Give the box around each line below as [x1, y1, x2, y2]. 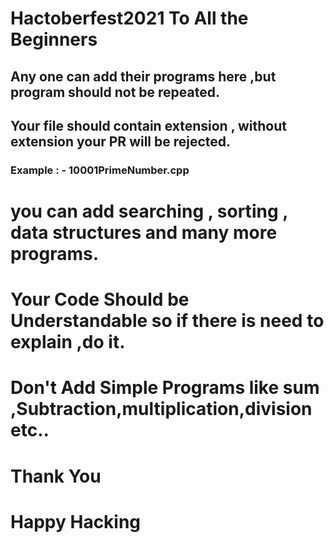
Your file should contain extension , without [10, 117, 288, 134]
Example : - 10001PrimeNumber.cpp [10, 163, 190, 177]
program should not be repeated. [10, 83, 220, 101]
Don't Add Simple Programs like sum [10, 377, 320, 399]
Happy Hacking [10, 510, 142, 533]
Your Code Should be [10, 288, 190, 311]
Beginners [10, 28, 98, 51]
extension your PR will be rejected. [10, 133, 232, 150]
